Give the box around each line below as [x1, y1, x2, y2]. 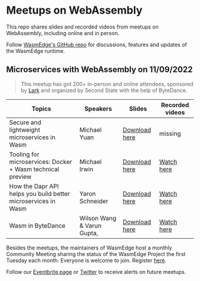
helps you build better [9, 190, 70, 198]
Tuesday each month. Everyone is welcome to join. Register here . [6, 257, 167, 264]
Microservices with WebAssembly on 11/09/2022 [6, 65, 193, 75]
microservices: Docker [9, 157, 73, 166]
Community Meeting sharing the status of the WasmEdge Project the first [6, 250, 186, 257]
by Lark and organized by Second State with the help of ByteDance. [20, 87, 187, 94]
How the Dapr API [9, 182, 60, 190]
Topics [32, 105, 52, 113]
